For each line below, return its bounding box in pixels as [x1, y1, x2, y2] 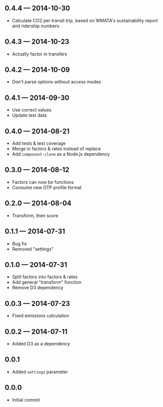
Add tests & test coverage [12, 140, 66, 146]
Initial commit [12, 396, 40, 403]
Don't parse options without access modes [12, 79, 101, 85]
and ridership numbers [12, 23, 60, 29]
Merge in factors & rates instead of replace [12, 146, 101, 152]
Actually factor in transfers [12, 50, 67, 57]
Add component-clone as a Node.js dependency [12, 151, 110, 157]
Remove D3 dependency [12, 285, 63, 291]
